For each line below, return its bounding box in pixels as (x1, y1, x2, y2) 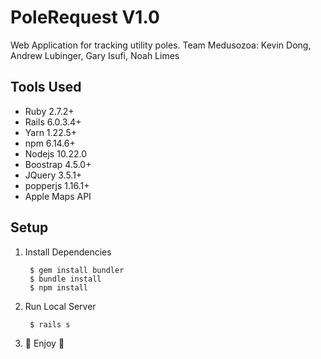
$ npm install (29, 282, 89, 293)
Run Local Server (24, 300, 97, 312)
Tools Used (10, 79, 82, 96)
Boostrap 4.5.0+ (24, 158, 92, 170)
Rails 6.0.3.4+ (24, 116, 82, 128)
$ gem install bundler (29, 265, 125, 275)
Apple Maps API (24, 190, 92, 202)
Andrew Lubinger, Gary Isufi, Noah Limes (10, 49, 180, 61)
